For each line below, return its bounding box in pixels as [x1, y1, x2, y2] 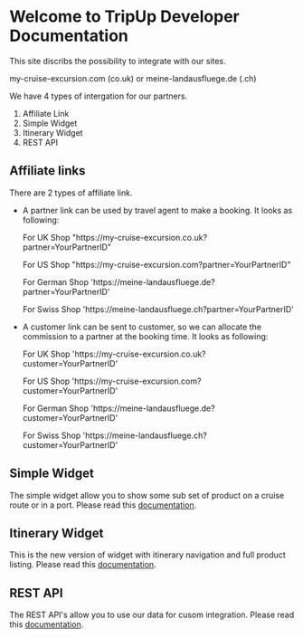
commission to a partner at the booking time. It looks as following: [22, 330, 269, 341]
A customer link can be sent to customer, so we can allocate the [22, 321, 262, 332]
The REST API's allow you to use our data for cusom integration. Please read [9, 609, 295, 621]
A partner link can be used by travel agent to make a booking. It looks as [22, 205, 293, 215]
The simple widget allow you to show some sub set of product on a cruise [9, 490, 285, 500]
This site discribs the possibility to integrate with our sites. [9, 55, 226, 66]
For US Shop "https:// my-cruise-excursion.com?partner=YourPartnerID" [22, 259, 291, 270]
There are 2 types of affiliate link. [9, 187, 133, 198]
